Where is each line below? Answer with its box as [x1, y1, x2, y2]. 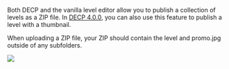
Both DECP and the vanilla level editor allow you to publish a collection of [7, 6, 217, 14]
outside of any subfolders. [7, 41, 83, 49]
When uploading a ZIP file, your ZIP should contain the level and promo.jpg [7, 34, 221, 42]
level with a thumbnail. [7, 21, 71, 28]
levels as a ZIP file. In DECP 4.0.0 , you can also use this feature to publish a [7, 13, 222, 21]
